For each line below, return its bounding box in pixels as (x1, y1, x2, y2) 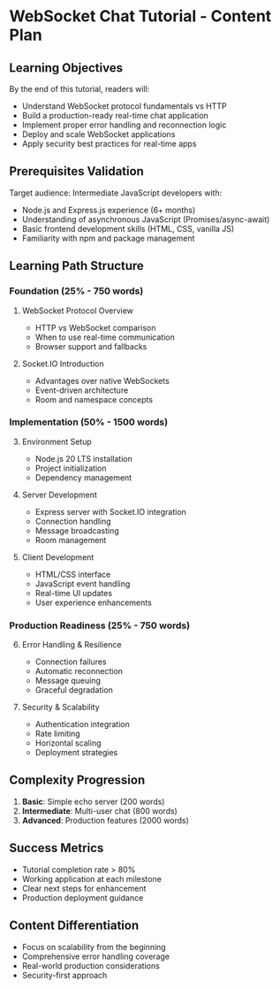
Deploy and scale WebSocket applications (21, 129, 176, 139)
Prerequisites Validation (9, 164, 144, 179)
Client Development (21, 551, 95, 563)
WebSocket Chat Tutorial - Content (9, 6, 272, 27)
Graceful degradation (34, 685, 113, 695)
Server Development (21, 489, 97, 500)
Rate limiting (34, 728, 81, 740)
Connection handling (34, 516, 112, 526)
